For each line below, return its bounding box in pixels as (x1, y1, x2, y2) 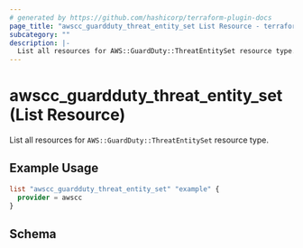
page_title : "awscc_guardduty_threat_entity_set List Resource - (9, 22, 260, 31)
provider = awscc (17, 193, 83, 202)
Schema (9, 226, 57, 242)
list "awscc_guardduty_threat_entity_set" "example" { (9, 184, 220, 194)
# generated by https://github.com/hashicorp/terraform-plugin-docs (9, 13, 272, 23)
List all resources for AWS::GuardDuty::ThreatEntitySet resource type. (9, 134, 269, 145)
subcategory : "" (9, 30, 70, 39)
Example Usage (9, 161, 99, 176)
